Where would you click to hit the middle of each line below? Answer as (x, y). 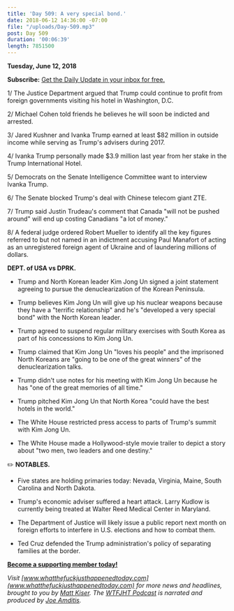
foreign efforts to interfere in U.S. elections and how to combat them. (116, 530)
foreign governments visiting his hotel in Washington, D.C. (90, 101)
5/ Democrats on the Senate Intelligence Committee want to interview (107, 177)
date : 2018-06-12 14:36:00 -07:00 (58, 20)
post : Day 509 (28, 33)
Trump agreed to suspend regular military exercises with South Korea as (121, 331)
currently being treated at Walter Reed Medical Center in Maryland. (114, 509)
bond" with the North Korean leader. (70, 317)
